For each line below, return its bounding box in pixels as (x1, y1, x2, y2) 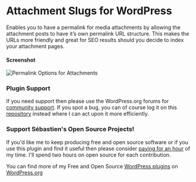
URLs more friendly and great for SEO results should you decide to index (6, 36, 184, 43)
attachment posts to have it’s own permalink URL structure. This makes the (6, 30, 189, 37)
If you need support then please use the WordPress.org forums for (6, 98, 169, 105)
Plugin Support (6, 84, 50, 92)
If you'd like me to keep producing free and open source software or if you (6, 138, 189, 146)
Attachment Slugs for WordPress (6, 4, 172, 18)
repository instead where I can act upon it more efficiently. (6, 110, 150, 117)
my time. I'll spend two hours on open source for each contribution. (6, 151, 171, 158)
